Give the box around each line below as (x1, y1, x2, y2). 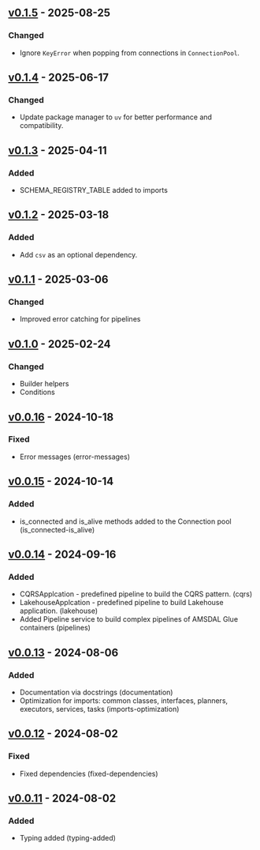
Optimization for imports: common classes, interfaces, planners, (19, 695, 228, 705)
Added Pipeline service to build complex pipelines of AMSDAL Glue (19, 615, 239, 624)
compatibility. (19, 121, 64, 130)
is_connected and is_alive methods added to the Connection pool (19, 517, 232, 526)
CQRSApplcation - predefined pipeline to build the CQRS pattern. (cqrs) (19, 589, 253, 599)
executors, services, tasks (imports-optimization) (19, 704, 180, 713)
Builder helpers (19, 379, 69, 389)
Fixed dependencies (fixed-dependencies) (19, 769, 159, 778)
